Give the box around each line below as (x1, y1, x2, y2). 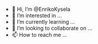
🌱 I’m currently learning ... (11, 18, 75, 25)
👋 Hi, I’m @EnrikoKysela (11, 6, 71, 12)
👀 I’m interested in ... (11, 12, 62, 19)
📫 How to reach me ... (11, 32, 67, 38)
